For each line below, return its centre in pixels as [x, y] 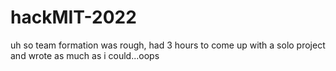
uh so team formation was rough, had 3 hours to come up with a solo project [168, 45]
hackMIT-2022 [73, 17]
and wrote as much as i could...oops [85, 55]
